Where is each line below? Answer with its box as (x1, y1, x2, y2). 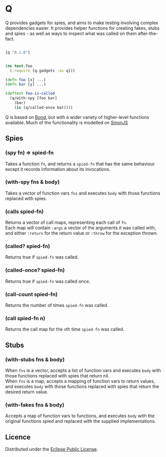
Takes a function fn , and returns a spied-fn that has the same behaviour (5, 161, 155, 167)
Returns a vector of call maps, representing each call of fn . (5, 220, 127, 226)
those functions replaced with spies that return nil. (5, 372, 110, 378)
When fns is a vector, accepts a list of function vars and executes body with (5, 367, 161, 373)
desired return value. (5, 388, 49, 395)
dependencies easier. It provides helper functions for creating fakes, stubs (5, 25, 160, 31)
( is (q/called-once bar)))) (14, 105, 73, 110)
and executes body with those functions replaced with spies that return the (5, 383, 159, 389)
